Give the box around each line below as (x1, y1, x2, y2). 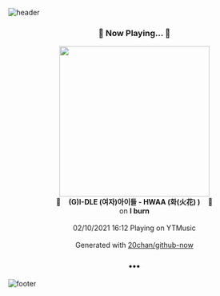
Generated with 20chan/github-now (75, 241, 194, 250)
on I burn (119, 206, 150, 216)
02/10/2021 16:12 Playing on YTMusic (73, 223, 196, 233)
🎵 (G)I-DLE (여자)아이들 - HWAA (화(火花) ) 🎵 (55, 197, 214, 207)
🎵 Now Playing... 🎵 (98, 27, 171, 39)
